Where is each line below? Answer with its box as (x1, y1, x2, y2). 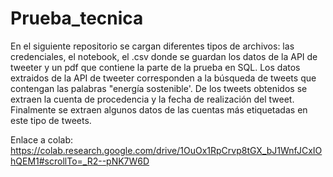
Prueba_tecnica (10, 7, 144, 30)
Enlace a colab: (10, 133, 74, 146)
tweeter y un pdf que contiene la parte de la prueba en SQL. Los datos (10, 61, 301, 73)
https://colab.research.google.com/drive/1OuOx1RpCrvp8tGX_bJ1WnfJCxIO (10, 144, 323, 156)
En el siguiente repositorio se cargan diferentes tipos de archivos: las (10, 40, 295, 52)
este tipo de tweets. (10, 114, 92, 126)
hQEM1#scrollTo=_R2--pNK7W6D (10, 155, 150, 167)
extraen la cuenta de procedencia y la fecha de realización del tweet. (10, 93, 295, 105)
